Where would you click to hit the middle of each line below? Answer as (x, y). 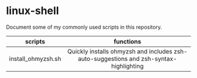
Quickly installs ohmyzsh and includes (120, 51)
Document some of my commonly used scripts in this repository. (84, 27)
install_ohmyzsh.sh (35, 59)
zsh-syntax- (159, 59)
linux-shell (33, 11)
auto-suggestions (103, 59)
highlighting (127, 66)
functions (128, 41)
